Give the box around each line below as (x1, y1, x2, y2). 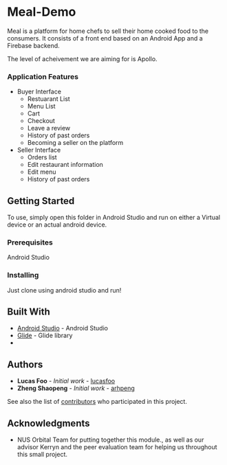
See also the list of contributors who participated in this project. (7, 398, 188, 406)
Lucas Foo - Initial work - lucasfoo (17, 377, 116, 385)
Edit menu (27, 168, 56, 176)
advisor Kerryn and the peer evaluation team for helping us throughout (17, 443, 218, 451)
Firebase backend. (7, 41, 60, 49)
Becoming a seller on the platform (27, 139, 124, 147)
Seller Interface (17, 146, 61, 155)
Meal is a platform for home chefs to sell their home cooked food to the (7, 27, 209, 35)
